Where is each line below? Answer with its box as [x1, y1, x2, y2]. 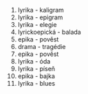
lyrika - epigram [17, 13, 63, 21]
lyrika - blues [17, 79, 56, 87]
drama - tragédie [17, 43, 66, 50]
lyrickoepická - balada [17, 28, 81, 36]
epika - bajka [17, 72, 56, 80]
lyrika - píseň [17, 65, 56, 73]
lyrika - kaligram [17, 6, 65, 14]
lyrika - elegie [17, 21, 57, 28]
